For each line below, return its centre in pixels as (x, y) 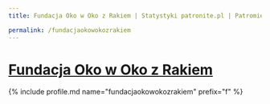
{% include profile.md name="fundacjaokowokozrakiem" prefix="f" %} (126, 92)
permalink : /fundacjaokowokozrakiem (70, 30)
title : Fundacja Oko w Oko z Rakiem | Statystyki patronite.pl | (120, 16)
